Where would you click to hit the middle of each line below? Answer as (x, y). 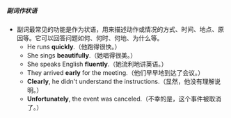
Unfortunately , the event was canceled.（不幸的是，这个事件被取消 (124, 99)
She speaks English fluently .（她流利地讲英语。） (97, 64)
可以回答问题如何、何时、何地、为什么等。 (102, 37)
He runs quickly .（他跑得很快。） (74, 47)
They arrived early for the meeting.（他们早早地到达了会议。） (115, 72)
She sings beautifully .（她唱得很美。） (82, 55)
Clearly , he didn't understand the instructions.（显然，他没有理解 (121, 81)
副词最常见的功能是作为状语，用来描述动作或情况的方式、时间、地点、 (117, 29)
